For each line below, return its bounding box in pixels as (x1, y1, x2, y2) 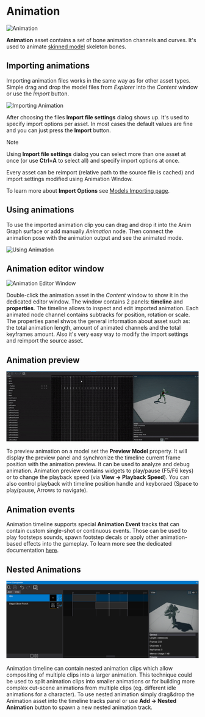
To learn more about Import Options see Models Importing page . (6, 187, 170, 194)
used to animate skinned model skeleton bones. (6, 43, 127, 50)
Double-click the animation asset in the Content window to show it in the (6, 292, 189, 299)
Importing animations (6, 61, 90, 71)
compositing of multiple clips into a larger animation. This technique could (6, 671, 192, 678)
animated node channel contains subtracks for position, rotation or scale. (6, 311, 190, 319)
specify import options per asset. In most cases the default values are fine (6, 120, 193, 127)
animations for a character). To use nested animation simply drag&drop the (6, 690, 195, 698)
